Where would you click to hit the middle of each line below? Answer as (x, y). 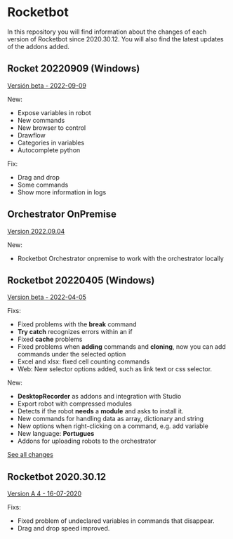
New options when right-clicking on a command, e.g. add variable (113, 426)
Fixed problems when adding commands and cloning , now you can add (121, 347)
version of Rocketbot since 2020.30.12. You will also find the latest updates (115, 39)
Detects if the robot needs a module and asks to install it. (100, 411)
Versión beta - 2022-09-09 (47, 86)
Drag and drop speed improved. (64, 528)
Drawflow (31, 135)
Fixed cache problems (50, 339)
